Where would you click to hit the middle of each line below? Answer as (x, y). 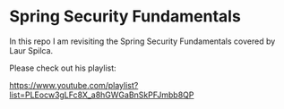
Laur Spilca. (31, 50)
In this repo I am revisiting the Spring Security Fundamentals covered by (142, 41)
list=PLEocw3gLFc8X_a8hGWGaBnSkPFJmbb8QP (102, 95)
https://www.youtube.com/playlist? (74, 85)
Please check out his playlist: (63, 68)
